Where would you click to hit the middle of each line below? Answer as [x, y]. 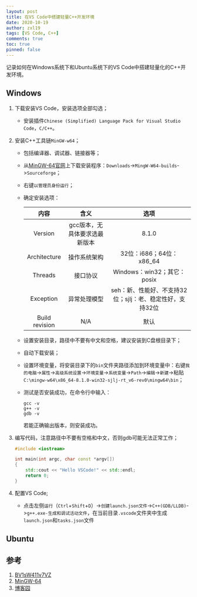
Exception [44, 298]
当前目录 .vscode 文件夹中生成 [133, 513]
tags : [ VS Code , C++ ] [33, 33]
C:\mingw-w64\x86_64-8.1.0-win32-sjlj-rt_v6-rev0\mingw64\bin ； [103, 379]
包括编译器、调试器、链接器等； [62, 152]
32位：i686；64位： [149, 253]
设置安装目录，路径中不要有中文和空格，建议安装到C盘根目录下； [102, 340]
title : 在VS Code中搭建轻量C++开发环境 [50, 17]
